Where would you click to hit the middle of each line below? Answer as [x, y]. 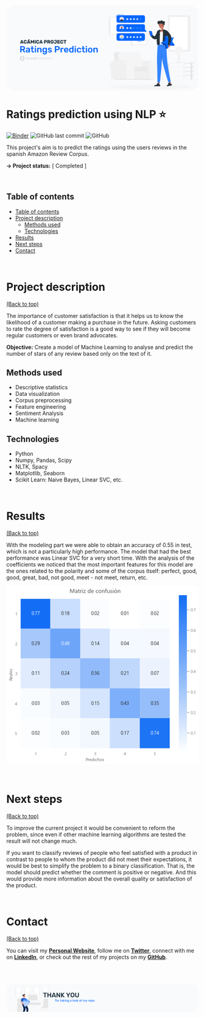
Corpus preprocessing [43, 400]
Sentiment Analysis [39, 413]
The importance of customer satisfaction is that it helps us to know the [95, 316]
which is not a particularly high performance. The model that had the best [99, 552]
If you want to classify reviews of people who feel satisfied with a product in [102, 852]
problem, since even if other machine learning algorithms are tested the [96, 834]
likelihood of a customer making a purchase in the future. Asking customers [101, 322]
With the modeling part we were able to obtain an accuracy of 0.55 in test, [99, 545]
